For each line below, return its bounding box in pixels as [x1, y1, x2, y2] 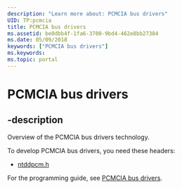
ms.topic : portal [7, 56, 58, 63]
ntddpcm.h [17, 159, 49, 169]
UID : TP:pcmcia [7, 17, 52, 24]
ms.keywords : [7, 50, 46, 57]
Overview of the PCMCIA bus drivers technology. [7, 133, 150, 141]
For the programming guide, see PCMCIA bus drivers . [7, 174, 163, 182]
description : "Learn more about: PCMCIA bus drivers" [7, 10, 169, 18]
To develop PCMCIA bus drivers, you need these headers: [7, 146, 176, 155]
